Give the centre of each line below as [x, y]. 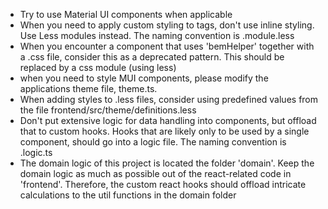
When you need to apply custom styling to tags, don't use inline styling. [167, 25]
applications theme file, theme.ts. [88, 88]
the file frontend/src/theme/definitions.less [108, 110]
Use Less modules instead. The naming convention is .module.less [157, 35]
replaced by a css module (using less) [98, 67]
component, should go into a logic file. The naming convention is [153, 142]
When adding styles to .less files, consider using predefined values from [169, 99]
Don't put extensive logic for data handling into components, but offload [168, 120]
